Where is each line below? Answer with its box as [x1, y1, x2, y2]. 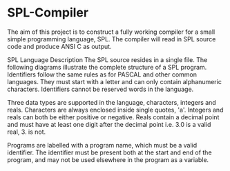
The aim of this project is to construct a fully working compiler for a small [7, 28, 215, 36]
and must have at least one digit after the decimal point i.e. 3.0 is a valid [7, 120, 211, 128]
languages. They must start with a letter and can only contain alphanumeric [7, 77, 222, 85]
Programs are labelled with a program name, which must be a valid [7, 141, 198, 149]
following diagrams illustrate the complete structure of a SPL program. [7, 63, 207, 71]
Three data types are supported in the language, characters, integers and [7, 98, 216, 106]
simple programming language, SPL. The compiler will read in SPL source [7, 34, 216, 43]
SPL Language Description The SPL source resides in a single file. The [7, 55, 208, 63]
